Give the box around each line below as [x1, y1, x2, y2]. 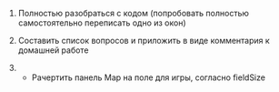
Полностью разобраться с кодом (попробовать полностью [17, 8, 250, 18]
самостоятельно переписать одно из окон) [17, 17, 186, 28]
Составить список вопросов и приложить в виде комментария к [17, 36, 270, 46]
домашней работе [17, 45, 89, 56]
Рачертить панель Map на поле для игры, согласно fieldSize [31, 72, 266, 83]
